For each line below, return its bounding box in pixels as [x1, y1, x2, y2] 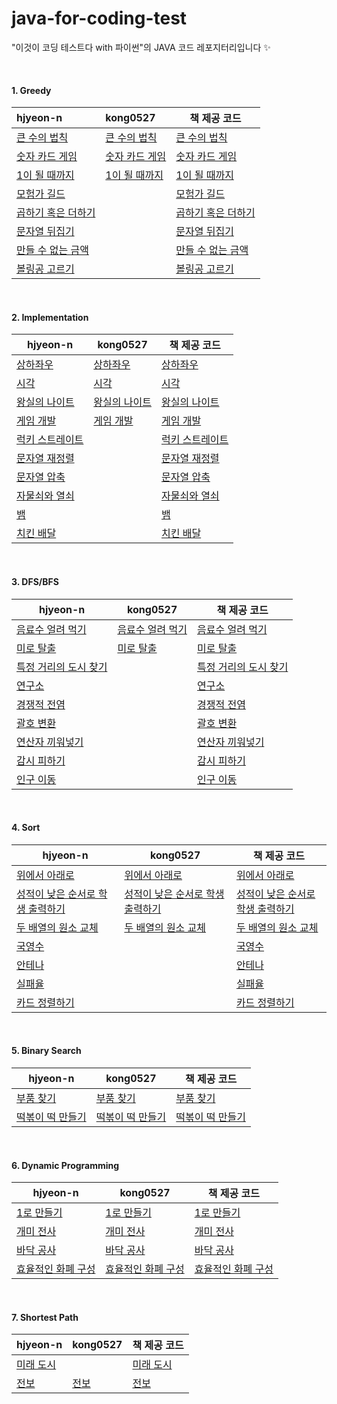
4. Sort [11, 822, 41, 834]
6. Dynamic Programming [11, 1159, 120, 1171]
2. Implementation [11, 311, 89, 323]
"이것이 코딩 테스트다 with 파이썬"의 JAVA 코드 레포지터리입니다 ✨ [11, 41, 271, 53]
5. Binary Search [11, 1045, 82, 1057]
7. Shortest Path [11, 1311, 79, 1323]
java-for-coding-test [11, 7, 188, 30]
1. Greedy [11, 84, 52, 96]
